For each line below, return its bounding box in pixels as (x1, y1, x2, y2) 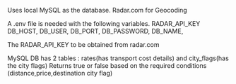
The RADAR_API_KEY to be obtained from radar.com (7, 41, 160, 48)
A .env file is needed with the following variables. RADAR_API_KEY (7, 20, 201, 27)
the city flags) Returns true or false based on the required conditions (7, 62, 207, 69)
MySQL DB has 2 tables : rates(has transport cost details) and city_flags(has (7, 54, 230, 62)
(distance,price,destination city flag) (7, 69, 113, 77)
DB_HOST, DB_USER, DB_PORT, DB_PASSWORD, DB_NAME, (7, 27, 184, 35)
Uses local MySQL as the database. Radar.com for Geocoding (7, 6, 187, 14)
